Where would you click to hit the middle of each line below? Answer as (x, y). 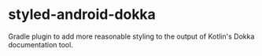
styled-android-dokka (82, 15)
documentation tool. (41, 44)
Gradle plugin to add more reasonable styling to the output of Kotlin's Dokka (131, 36)
